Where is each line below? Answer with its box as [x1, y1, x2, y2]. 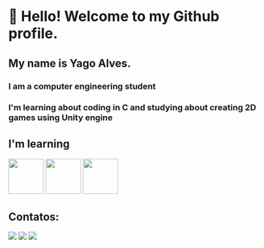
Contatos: [8, 209, 60, 224]
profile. [8, 24, 59, 43]
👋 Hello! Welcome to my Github [8, 7, 220, 26]
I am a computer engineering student [8, 81, 156, 92]
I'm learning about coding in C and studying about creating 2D [8, 102, 257, 114]
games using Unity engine [8, 112, 113, 123]
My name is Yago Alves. [8, 56, 131, 70]
